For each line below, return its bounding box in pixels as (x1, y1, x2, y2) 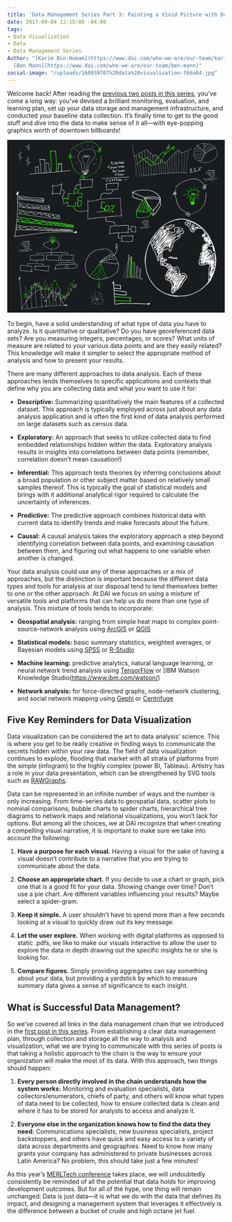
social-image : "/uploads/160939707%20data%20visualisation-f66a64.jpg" (7, 69, 217, 76)
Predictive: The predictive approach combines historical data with (17, 511, 206, 519)
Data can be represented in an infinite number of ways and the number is (7, 790, 215, 798)
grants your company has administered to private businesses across (17, 1149, 212, 1158)
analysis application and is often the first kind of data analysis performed (17, 412, 225, 421)
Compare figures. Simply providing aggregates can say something (17, 967, 209, 975)
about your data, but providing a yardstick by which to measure (17, 974, 198, 982)
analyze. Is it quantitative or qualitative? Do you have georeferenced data (7, 327, 215, 335)
